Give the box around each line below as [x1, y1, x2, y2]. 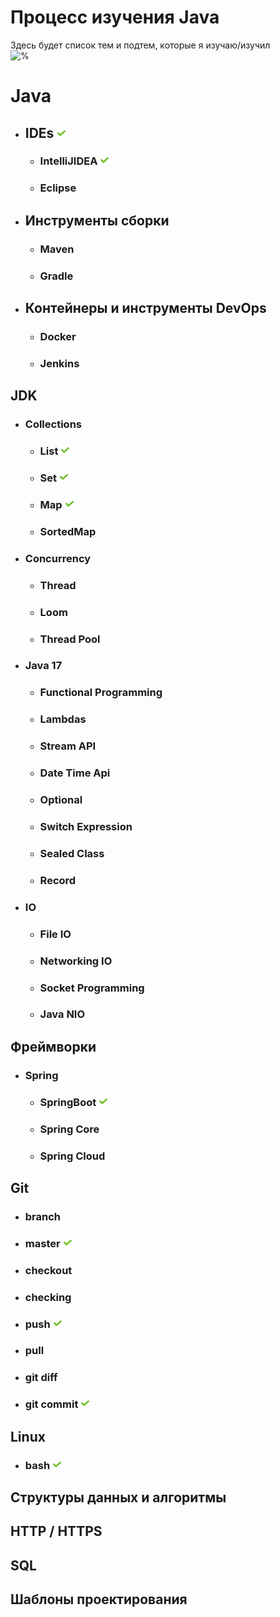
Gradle [39, 269, 74, 283]
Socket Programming [39, 981, 145, 995]
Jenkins [39, 356, 80, 370]
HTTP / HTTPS [10, 1523, 103, 1540]
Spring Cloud [39, 1149, 106, 1163]
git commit [24, 1397, 79, 1411]
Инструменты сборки [24, 212, 170, 229]
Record [39, 873, 77, 887]
